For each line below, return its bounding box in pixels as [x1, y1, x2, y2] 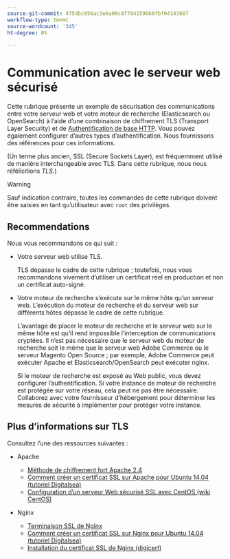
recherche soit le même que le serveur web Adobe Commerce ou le [16, 344, 209, 352]
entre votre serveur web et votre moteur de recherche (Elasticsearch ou [7, 109, 211, 118]
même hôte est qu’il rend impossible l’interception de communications [16, 329, 216, 337]
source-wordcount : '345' [7, 23, 78, 30]
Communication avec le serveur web [7, 65, 221, 81]
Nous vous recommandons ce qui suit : [7, 239, 118, 247]
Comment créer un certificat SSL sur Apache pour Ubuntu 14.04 [27, 473, 209, 481]
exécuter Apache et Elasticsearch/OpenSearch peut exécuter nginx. [16, 359, 209, 366]
